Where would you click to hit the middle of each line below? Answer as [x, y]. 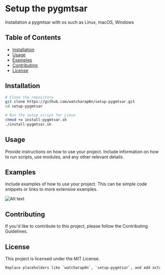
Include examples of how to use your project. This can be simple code [76, 184]
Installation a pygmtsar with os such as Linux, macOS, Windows [69, 22]
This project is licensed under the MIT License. [53, 259]
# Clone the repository [29, 97]
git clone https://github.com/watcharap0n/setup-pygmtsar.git [70, 102]
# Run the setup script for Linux [41, 115]
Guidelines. [16, 231]
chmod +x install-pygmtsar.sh [36, 120]
